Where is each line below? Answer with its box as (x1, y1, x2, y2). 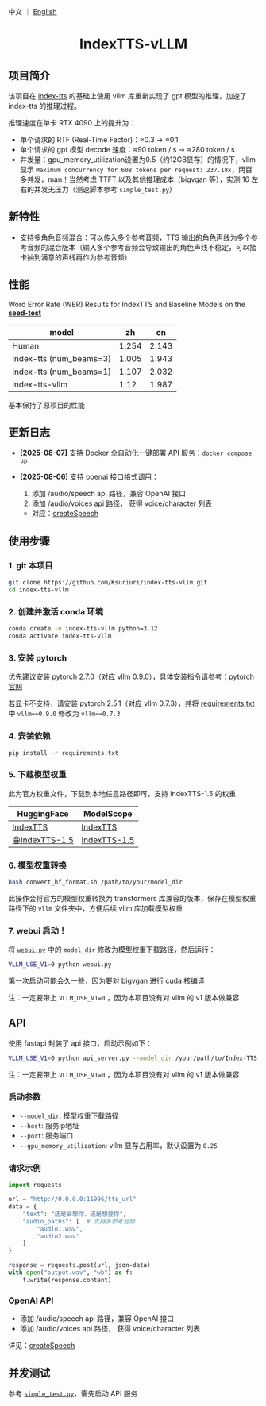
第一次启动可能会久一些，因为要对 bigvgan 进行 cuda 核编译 (8, 976, 205, 986)
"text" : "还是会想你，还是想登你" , (22, 1210, 127, 1218)
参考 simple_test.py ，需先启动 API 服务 (8, 1389, 138, 1398)
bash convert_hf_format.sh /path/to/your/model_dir (8, 878, 183, 886)
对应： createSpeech (31, 509, 99, 518)
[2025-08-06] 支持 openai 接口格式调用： (19, 472, 159, 482)
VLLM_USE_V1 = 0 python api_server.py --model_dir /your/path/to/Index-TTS (8, 1054, 258, 1062)
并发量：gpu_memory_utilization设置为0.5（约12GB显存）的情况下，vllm (19, 155, 256, 164)
